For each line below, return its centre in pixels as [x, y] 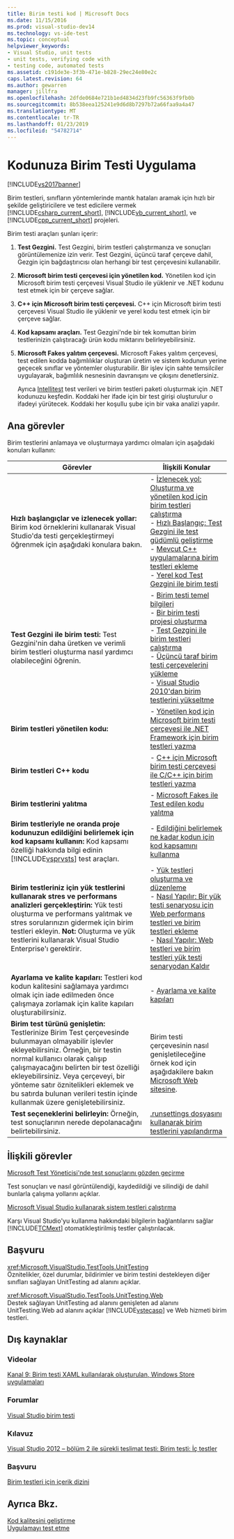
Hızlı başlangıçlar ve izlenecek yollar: [74, 519]
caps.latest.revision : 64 [45, 79]
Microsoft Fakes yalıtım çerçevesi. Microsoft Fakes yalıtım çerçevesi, [117, 353]
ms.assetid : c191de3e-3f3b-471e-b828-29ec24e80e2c [82, 72]
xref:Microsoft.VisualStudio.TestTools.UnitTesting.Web [85, 1295]
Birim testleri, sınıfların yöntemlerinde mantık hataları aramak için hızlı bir [111, 198]
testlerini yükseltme [182, 700]
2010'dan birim [175, 691]
